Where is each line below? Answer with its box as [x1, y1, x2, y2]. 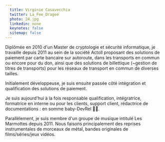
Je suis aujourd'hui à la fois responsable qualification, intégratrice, [5, 95, 142, 101]
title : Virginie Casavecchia [9, 7, 70, 12]
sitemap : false [9, 30, 41, 35]
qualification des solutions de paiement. [5, 86, 87, 91]
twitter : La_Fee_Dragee [9, 12, 59, 17]
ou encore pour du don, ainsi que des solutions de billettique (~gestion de [5, 60, 157, 66]
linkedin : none [9, 21, 41, 26]
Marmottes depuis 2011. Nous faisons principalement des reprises [5, 121, 141, 127]
